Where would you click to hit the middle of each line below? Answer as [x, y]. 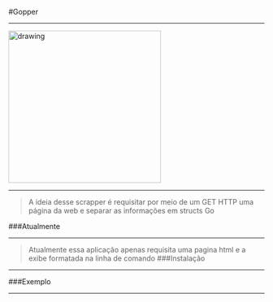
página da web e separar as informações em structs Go [121, 211]
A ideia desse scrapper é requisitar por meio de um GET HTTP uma [141, 202]
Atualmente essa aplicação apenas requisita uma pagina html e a [137, 250]
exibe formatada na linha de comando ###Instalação [117, 258]
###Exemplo [30, 282]
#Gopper [24, 12]
